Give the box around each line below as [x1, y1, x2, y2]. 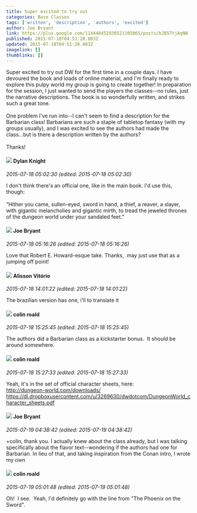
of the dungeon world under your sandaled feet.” [6, 213, 125, 220]
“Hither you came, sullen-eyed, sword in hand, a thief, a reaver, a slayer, [6, 200, 181, 207]
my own [6, 456, 25, 463]
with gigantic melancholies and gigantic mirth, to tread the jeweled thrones [6, 207, 187, 214]
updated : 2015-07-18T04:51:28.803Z [6, 42, 94, 48]
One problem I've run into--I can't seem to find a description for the [6, 112, 170, 119]
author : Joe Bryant [6, 25, 54, 31]
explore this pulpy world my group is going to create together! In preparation [6, 81, 191, 88]
